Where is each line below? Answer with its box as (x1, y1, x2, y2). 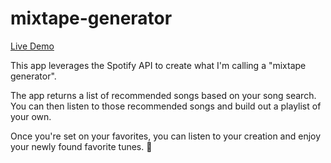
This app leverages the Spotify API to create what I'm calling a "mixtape (10, 59, 307, 71)
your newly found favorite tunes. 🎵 (10, 140, 153, 152)
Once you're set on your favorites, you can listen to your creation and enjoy (10, 130, 322, 142)
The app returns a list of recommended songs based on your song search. (10, 89, 317, 101)
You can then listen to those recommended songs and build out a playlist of (10, 100, 322, 112)
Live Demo (10, 40, 55, 52)
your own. (10, 110, 52, 122)
